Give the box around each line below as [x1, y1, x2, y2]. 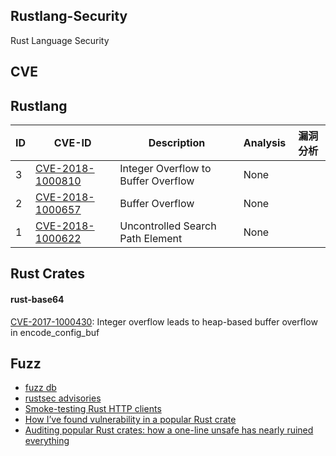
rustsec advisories [24, 392, 102, 404]
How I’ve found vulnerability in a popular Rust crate [24, 414, 237, 426]
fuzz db [24, 382, 57, 394]
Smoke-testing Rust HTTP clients [24, 403, 162, 415]
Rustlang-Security [10, 8, 128, 25]
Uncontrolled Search [119, 219, 217, 233]
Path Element [119, 232, 183, 246]
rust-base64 [10, 294, 65, 305]
